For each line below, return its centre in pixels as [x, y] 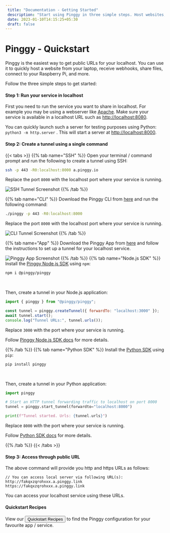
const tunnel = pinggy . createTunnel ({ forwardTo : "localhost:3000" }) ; [82, 311]
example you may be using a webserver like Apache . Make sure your [77, 112]
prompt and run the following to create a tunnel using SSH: [66, 160]
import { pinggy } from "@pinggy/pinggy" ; [51, 302]
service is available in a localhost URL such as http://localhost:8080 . [76, 117]
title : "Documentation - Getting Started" [53, 10]
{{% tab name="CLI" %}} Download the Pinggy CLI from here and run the [82, 199]
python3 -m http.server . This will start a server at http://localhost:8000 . [81, 133]
